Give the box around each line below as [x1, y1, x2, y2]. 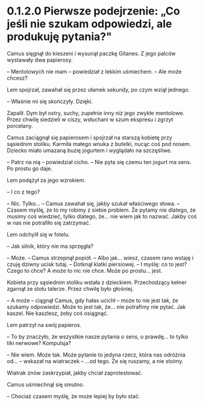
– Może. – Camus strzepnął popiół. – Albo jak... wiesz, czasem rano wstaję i [7, 254, 194, 261]
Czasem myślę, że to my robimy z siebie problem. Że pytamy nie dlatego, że [7, 206, 196, 214]
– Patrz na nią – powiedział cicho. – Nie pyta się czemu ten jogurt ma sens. [7, 158, 192, 165]
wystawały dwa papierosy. [7, 56, 73, 63]
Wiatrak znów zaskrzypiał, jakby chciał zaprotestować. [7, 369, 143, 376]
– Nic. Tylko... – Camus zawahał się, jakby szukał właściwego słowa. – [7, 200, 180, 207]
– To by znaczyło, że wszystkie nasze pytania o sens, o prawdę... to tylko [7, 333, 189, 340]
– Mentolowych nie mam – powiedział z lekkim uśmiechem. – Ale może [7, 68, 182, 75]
